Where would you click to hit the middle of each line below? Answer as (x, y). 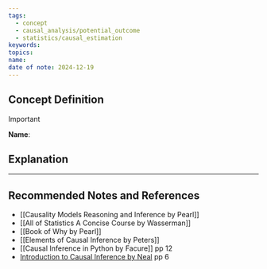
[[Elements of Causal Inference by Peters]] (90, 240)
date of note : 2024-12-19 (51, 68)
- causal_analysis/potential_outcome (78, 30)
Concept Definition (56, 100)
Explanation (39, 159)
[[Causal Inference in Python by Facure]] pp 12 (96, 248)
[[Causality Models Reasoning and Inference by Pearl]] (110, 215)
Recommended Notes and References (104, 195)
